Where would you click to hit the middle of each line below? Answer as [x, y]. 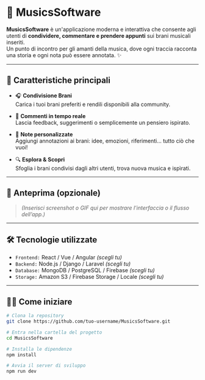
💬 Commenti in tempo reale [50, 116]
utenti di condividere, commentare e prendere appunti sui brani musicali [99, 35]
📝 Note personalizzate [44, 134]
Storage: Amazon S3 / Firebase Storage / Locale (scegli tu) [89, 277]
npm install [21, 355]
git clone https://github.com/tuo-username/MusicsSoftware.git [88, 322]
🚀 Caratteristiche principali [59, 81]
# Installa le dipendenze [39, 349]
